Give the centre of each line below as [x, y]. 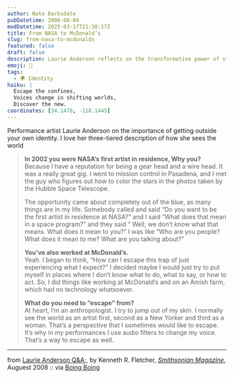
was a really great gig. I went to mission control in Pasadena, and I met [125, 173]
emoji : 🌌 [20, 65]
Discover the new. [40, 104]
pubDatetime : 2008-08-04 [43, 20]
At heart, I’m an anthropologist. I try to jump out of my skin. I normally [124, 310]
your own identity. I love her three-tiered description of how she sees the [112, 138]
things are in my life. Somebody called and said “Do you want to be [120, 209]
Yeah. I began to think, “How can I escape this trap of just [107, 260]
